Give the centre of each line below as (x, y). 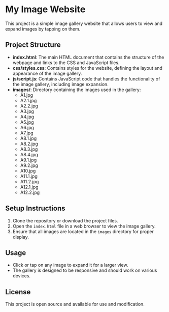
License (18, 292)
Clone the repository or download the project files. (65, 220)
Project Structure (33, 45)
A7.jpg (27, 133)
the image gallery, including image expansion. (61, 84)
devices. (22, 276)
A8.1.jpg (28, 138)
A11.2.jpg (29, 181)
